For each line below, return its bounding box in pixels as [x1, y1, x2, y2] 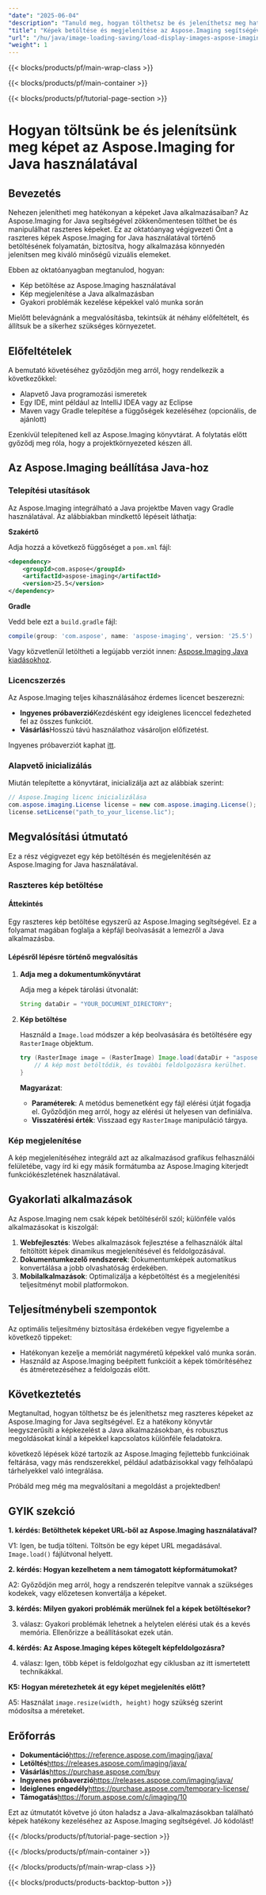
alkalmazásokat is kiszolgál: [8, 1222, 99, 1232]
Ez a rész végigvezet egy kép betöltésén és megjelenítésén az [8, 851, 211, 861]
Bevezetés [8, 186, 62, 200]
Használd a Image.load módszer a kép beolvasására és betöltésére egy [19, 1030, 253, 1040]
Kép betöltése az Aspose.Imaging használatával [19, 281, 177, 290]
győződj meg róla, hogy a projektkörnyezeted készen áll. [8, 438, 192, 448]
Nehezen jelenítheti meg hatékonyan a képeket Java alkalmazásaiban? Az [8, 208, 249, 217]
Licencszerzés [8, 675, 66, 686]
